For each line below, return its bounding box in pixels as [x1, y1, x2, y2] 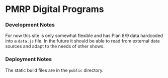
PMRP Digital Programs [5, 3, 104, 15]
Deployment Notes [5, 56, 52, 63]
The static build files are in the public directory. [5, 67, 104, 73]
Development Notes [5, 21, 55, 28]
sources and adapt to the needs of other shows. [5, 43, 105, 49]
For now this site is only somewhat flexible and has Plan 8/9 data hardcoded [5, 32, 163, 38]
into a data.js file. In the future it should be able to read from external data [5, 38, 160, 44]
